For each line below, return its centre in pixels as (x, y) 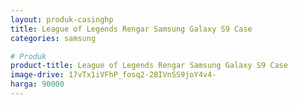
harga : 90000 (37, 84)
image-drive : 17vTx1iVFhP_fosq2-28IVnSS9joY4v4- (113, 75)
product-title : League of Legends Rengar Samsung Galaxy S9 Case (149, 66)
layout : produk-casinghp (62, 19)
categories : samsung (53, 38)
